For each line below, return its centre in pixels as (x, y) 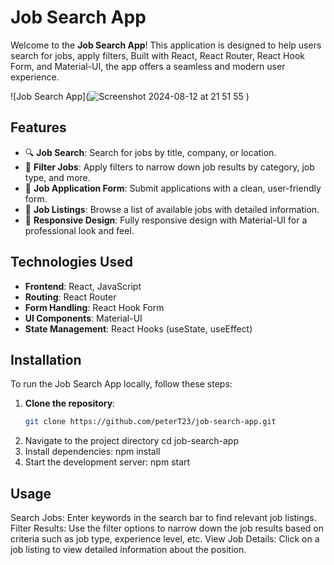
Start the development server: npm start (107, 462)
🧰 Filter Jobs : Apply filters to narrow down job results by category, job (169, 167)
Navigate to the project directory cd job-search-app (131, 441)
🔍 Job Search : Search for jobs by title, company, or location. (150, 152)
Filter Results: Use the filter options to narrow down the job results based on (167, 528)
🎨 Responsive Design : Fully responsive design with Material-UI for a (166, 220)
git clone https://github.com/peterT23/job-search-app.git (150, 422)
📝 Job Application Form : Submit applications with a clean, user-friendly (173, 188)
